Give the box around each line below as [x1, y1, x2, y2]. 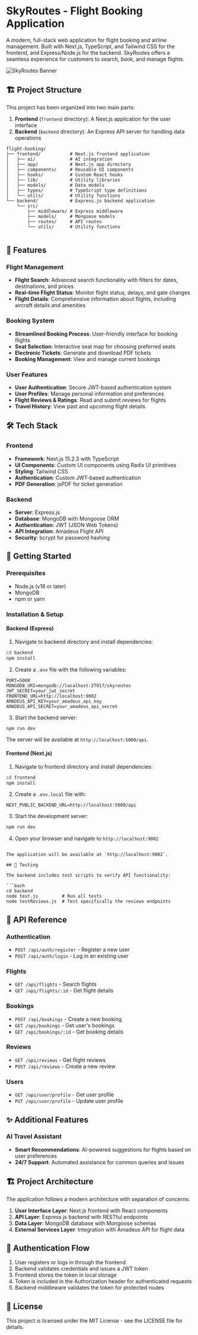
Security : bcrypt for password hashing [14, 534, 110, 541]
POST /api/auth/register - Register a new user [14, 946, 130, 953]
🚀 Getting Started [6, 551, 72, 562]
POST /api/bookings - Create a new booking [14, 1016, 122, 1023]
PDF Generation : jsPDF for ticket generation [14, 480, 123, 487]
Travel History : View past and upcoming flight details [14, 403, 146, 410]
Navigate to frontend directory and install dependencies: [14, 763, 153, 770]
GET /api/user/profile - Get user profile [14, 1091, 114, 1098]
